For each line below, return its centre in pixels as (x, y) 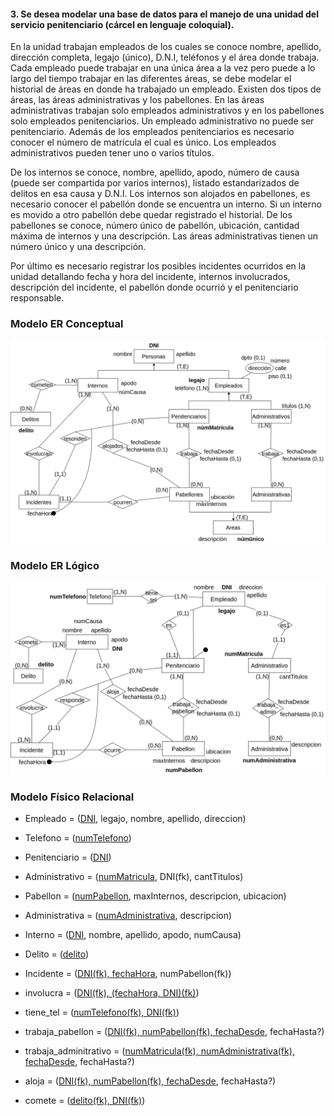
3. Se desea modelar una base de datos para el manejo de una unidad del (164, 14)
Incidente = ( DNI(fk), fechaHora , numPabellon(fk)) (128, 974)
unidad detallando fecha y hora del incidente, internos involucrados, (150, 277)
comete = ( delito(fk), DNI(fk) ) (85, 1101)
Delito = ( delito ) (57, 954)
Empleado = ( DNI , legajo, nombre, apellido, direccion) (135, 819)
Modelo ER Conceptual (67, 324)
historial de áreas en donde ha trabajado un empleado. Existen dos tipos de (166, 89)
